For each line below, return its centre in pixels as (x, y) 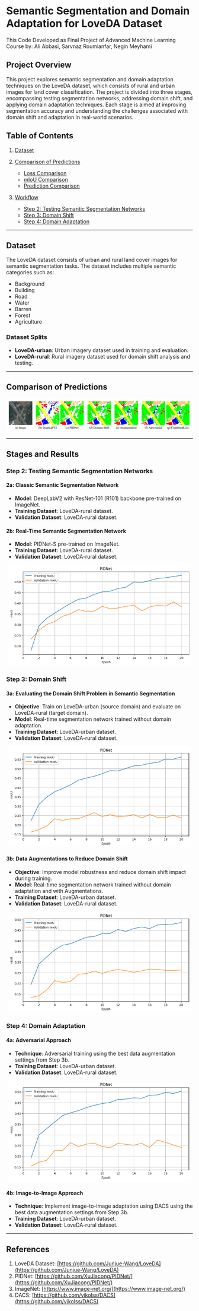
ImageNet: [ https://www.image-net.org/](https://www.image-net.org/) (100, 1289)
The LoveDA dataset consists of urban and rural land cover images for (92, 260)
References (28, 1249)
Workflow (26, 197)
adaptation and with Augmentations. (59, 891)
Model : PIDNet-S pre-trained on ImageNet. (67, 544)
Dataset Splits (27, 337)
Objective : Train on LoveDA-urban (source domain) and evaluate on (98, 707)
